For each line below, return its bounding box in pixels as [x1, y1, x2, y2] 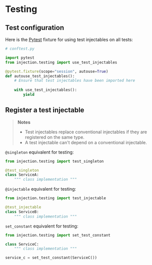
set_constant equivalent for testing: [5, 223, 78, 229]
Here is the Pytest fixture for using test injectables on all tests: [5, 36, 133, 42]
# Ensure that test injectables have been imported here [14, 78, 135, 83]
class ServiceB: [5, 209, 39, 214]
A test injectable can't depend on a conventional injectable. [24, 139, 147, 145]
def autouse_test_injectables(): [5, 73, 75, 78]
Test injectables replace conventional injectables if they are [24, 129, 147, 135]
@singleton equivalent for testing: [5, 149, 74, 155]
